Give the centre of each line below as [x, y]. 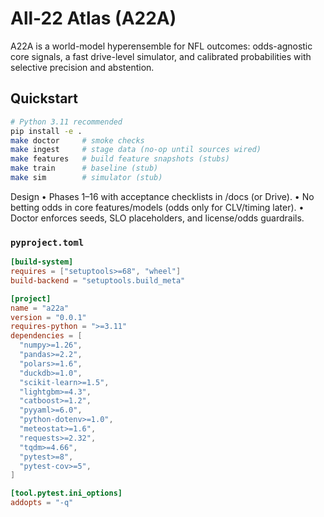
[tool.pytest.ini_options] [66, 493]
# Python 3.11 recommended [66, 122]
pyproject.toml [47, 242]
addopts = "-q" [42, 503]
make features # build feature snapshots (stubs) [120, 159]
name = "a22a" [40, 308]
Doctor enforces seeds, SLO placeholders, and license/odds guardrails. [157, 218]
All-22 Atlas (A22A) [93, 18]
